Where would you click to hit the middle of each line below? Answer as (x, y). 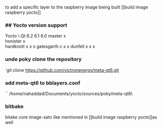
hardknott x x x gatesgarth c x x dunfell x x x (50, 46)
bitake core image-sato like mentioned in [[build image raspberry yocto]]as (81, 117)
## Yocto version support (36, 25)
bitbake (14, 106)
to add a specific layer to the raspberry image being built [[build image (77, 7)
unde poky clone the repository (44, 59)
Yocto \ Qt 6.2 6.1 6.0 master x (35, 36)
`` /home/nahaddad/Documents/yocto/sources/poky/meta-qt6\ (69, 93)
